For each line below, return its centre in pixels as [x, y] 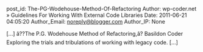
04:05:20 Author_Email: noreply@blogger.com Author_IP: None [86, 21]
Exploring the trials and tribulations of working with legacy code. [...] [92, 42]
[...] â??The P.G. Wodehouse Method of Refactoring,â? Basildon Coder [95, 34]
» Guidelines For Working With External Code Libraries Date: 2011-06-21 [97, 15]
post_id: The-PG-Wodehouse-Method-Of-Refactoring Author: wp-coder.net [101, 9]
